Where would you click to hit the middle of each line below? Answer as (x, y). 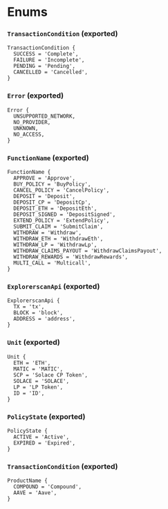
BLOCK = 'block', (38, 313)
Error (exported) (36, 96)
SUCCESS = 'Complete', (46, 54)
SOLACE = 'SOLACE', (41, 381)
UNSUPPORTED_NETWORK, (45, 116)
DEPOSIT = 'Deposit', (45, 197)
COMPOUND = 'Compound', (47, 487)
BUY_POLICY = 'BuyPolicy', (52, 184)
